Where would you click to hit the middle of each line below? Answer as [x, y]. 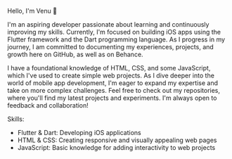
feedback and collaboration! [48, 105]
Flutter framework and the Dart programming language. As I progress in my [116, 39]
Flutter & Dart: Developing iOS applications [79, 133]
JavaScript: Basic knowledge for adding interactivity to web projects [116, 147]
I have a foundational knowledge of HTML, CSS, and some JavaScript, [109, 68]
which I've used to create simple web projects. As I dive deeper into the [111, 75]
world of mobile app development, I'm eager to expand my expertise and [113, 83]
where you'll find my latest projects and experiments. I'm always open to [112, 98]
